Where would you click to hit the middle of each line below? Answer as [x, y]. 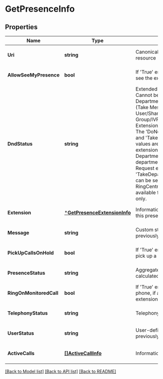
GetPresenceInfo [40, 9]
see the [144, 78]
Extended [147, 89]
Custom [145, 230]
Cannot [144, 95]
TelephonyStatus [28, 313]
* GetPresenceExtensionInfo [98, 213]
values [143, 144]
